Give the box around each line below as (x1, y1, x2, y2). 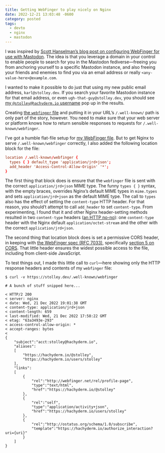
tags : (5, 21, 16, 26)
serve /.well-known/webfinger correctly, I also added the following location (5, 140, 158, 146)
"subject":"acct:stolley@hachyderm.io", (14, 340, 98, 345)
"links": (14, 365, 32, 371)
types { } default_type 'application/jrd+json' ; (9, 159, 111, 165)
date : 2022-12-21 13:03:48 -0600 (5, 12, 74, 17)
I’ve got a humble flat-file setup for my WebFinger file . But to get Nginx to (5, 135, 154, 141)
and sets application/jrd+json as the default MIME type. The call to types (5, 193, 156, 199)
